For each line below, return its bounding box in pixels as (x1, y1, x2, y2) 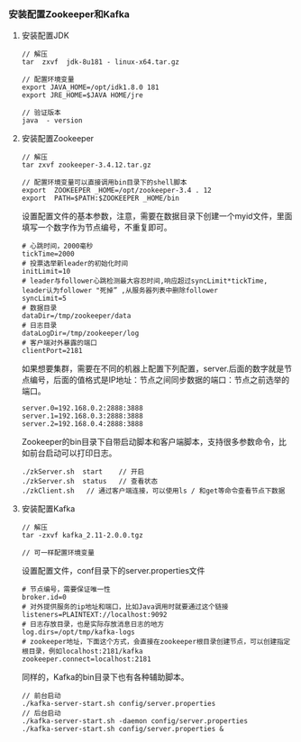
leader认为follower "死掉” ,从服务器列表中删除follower (21, 286, 218, 295)
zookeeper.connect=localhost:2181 (21, 655, 151, 664)
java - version (21, 116, 83, 125)
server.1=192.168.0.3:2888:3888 (21, 412, 143, 421)
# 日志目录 (21, 321, 58, 330)
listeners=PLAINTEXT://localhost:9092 (21, 611, 168, 620)
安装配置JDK (21, 30, 69, 41)
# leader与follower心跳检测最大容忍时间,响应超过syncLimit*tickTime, (21, 276, 268, 285)
